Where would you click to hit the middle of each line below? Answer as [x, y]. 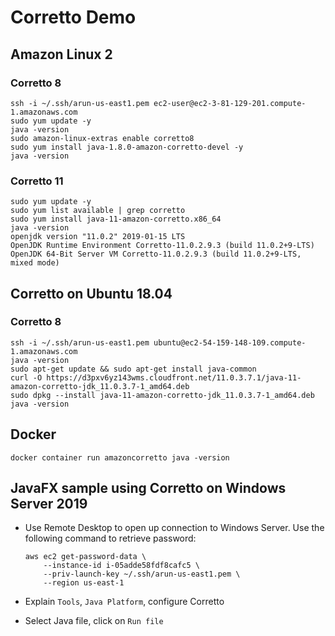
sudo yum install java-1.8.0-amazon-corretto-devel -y [127, 147]
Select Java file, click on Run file [94, 621]
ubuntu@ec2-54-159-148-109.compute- [230, 342]
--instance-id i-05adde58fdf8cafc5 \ [121, 566]
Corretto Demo [73, 17]
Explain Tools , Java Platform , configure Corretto [124, 602]
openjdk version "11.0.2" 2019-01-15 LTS [98, 237]
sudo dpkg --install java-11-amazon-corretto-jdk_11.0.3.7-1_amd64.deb [162, 395]
